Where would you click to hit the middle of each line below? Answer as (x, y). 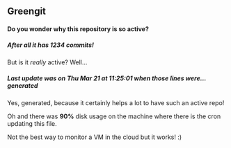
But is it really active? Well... (47, 62)
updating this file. (32, 123)
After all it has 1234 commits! (50, 45)
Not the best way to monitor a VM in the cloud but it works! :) (95, 137)
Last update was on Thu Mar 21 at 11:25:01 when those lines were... (107, 78)
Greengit (27, 11)
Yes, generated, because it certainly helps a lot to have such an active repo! (116, 102)
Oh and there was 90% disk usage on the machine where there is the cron (114, 116)
